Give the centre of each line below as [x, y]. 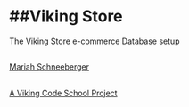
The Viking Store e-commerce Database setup [94, 41]
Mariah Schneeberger [49, 67]
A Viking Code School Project [63, 93]
